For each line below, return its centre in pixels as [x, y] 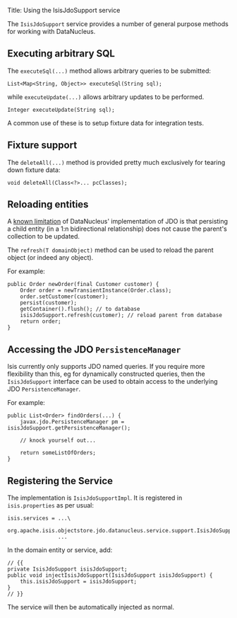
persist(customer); [49, 303]
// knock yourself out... [58, 441]
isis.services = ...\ [39, 519]
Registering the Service [60, 481]
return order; [41, 321]
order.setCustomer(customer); [65, 297]
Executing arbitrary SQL [61, 53]
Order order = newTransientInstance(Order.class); [96, 291]
